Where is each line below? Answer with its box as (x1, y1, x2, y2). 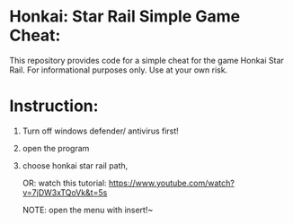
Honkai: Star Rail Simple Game (9, 6, 241, 27)
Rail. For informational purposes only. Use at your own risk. (9, 65, 228, 75)
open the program (22, 142, 90, 153)
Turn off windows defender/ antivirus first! (22, 125, 180, 136)
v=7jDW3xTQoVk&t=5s (22, 186, 108, 198)
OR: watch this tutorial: (22, 177, 107, 188)
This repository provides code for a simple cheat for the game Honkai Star (9, 55, 285, 65)
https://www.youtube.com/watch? (108, 177, 235, 188)
